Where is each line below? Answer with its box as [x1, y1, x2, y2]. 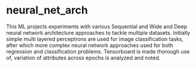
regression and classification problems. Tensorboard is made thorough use [6, 48, 190, 55]
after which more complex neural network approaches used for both [6, 42, 173, 49]
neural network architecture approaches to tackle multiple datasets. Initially [6, 29, 191, 36]
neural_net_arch [6, 4, 88, 17]
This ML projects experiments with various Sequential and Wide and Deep [6, 23, 188, 30]
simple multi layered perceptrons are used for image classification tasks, [6, 35, 184, 42]
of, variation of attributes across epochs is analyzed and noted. [6, 54, 161, 61]
